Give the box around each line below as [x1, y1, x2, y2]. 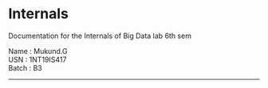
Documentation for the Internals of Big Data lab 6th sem [8, 31, 191, 40]
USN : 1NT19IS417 [8, 55, 67, 64]
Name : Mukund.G [8, 46, 68, 55]
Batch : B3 [8, 63, 42, 72]
